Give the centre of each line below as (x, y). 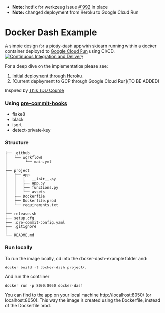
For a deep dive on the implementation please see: (57, 66)
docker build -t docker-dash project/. (46, 267)
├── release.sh (21, 214)
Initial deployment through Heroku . (47, 76)
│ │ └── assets (25, 192)
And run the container (27, 276)
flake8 (19, 114)
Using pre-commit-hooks (36, 103)
